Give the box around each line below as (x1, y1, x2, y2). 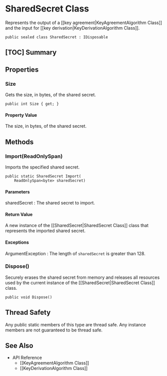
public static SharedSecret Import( (5, 173, 81, 178)
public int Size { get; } (5, 101, 59, 107)
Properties (5, 65, 39, 74)
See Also (5, 341, 33, 350)
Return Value (5, 211, 33, 217)
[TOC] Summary (5, 48, 57, 57)
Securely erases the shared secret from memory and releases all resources (5, 274, 160, 280)
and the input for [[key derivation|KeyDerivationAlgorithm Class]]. (5, 25, 140, 31)
